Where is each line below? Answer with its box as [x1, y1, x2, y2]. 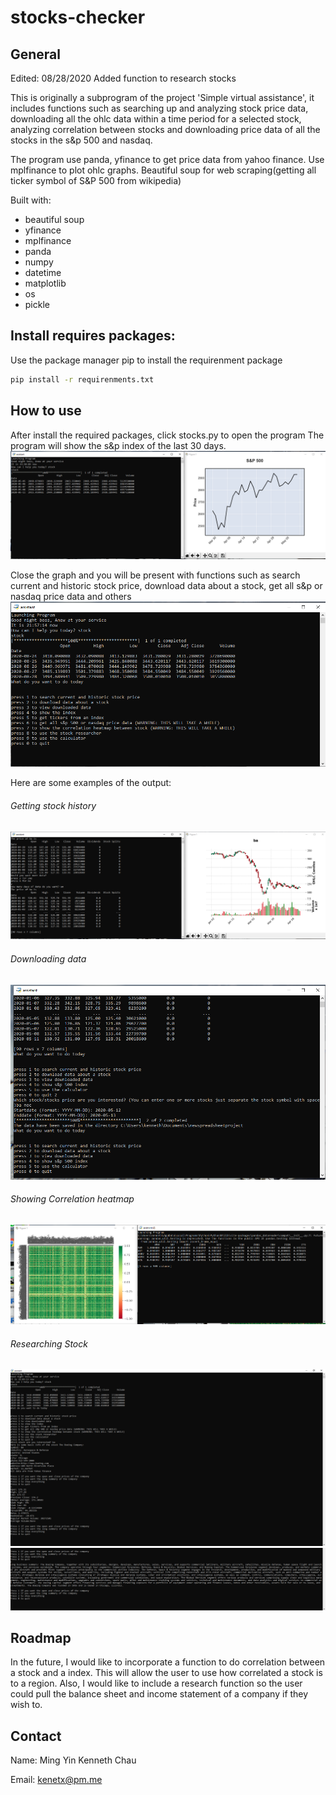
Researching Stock [10, 1337, 88, 1350]
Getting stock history [10, 799, 97, 811]
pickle [24, 299, 50, 310]
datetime [24, 267, 62, 278]
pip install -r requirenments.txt [10, 374, 155, 385]
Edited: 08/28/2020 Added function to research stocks [10, 72, 237, 84]
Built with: [10, 194, 52, 206]
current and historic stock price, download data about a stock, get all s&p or [10, 579, 323, 591]
